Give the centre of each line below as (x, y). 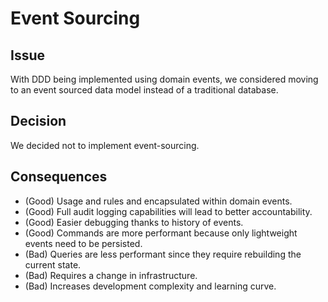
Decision (38, 121)
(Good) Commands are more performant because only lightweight (161, 233)
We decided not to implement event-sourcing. (105, 145)
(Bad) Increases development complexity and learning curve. (150, 286)
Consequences (59, 177)
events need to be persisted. (83, 243)
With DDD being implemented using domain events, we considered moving (164, 79)
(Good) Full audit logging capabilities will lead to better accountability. (168, 211)
